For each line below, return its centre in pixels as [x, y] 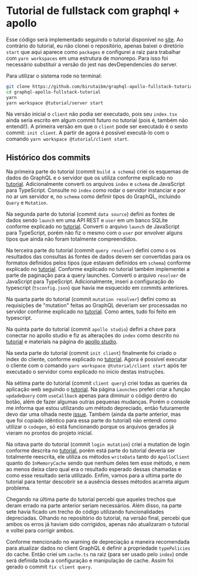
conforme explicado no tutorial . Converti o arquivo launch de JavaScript [93, 226]
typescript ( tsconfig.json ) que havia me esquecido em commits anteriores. [98, 288]
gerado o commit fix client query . [49, 567]
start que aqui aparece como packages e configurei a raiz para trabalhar [94, 52]
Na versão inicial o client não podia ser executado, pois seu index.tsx [92, 114]
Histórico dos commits [48, 157]
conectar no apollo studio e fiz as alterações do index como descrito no [93, 336]
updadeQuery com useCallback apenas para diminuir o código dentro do [91, 396]
